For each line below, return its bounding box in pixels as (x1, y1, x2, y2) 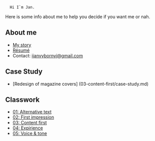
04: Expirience (12, 125, 43, 131)
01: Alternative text (12, 109, 52, 115)
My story (12, 42, 31, 48)
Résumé (12, 47, 30, 53)
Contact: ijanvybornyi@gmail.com (12, 52, 83, 58)
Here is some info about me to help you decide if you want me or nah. (5, 14, 150, 20)
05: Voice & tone (12, 130, 47, 136)
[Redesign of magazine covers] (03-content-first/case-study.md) (12, 81, 149, 87)
